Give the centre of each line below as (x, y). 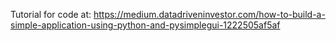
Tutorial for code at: (51, 14)
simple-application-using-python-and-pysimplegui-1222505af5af (145, 25)
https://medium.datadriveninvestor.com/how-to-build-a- (209, 14)
